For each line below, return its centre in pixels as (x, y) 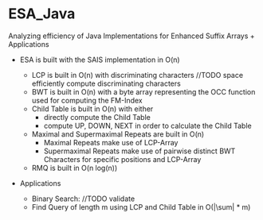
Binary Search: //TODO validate (83, 199)
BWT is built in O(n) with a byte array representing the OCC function (143, 91)
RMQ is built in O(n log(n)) (75, 168)
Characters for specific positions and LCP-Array (122, 159)
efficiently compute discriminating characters (106, 83)
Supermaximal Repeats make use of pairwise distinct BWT (139, 151)
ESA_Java (42, 14)
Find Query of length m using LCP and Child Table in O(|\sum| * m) (141, 206)
